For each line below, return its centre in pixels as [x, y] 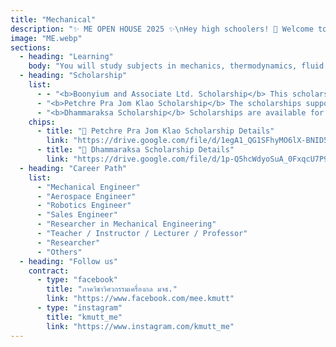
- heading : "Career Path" [73, 168]
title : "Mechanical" [53, 19]
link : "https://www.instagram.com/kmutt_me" [140, 326]
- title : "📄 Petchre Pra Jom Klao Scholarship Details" [155, 131]
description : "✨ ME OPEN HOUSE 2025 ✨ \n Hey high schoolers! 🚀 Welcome [162, 29]
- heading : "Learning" [66, 57]
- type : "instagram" [79, 308]
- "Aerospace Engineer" [86, 196]
